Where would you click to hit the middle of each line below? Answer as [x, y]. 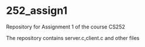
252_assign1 [37, 11]
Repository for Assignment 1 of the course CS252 [66, 27]
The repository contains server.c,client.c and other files [73, 38]
